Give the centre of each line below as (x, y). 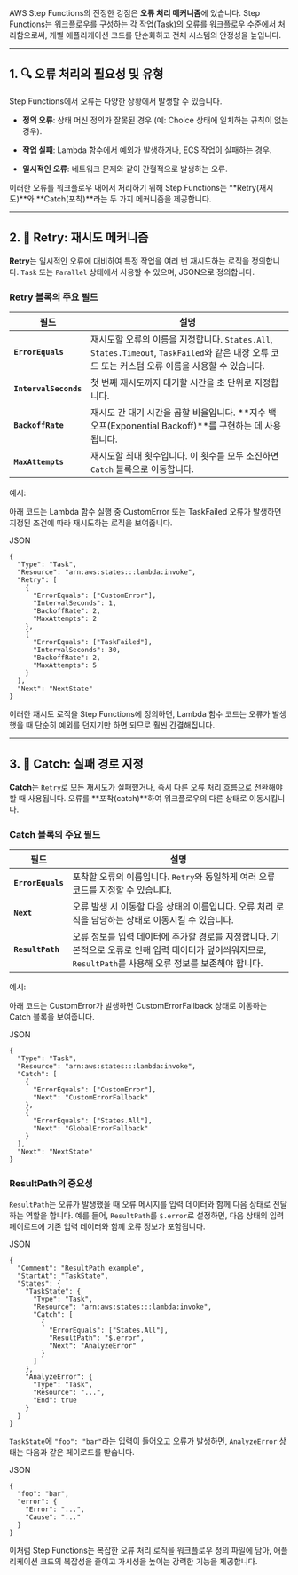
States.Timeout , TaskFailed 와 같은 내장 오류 (179, 352)
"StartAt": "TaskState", (63, 1276)
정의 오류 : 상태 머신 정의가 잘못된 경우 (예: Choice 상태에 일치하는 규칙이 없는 (155, 120)
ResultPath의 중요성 (51, 1183)
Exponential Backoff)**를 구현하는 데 (187, 426)
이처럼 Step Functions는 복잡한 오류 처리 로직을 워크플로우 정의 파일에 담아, (141, 1550)
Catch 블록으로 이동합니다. (142, 469)
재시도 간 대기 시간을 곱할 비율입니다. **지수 (178, 413)
